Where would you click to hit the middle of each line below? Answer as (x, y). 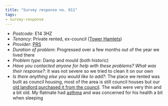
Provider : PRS (27, 44)
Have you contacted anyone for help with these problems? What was (84, 66)
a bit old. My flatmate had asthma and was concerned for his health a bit (88, 93)
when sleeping (28, 98)
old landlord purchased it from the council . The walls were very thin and (87, 87)
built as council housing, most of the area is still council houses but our (86, 82)
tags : (11, 15)
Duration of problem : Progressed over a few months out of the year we (86, 50)
